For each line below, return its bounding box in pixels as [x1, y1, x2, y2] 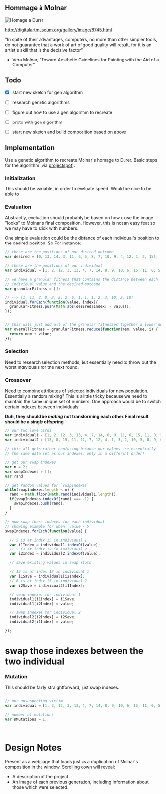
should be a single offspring [5, 419, 64, 425]
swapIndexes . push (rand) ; [14, 501, 65, 506]
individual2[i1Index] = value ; [9, 619, 74, 624]
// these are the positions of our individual [5, 263, 103, 268]
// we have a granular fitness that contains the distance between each [5, 277, 158, 282]
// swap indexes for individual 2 [9, 610, 81, 615]
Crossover [5, 376, 31, 383]
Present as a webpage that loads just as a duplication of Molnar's [5, 758, 138, 764]
